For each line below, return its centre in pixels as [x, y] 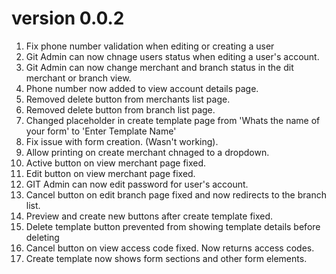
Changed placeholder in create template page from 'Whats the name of [173, 120]
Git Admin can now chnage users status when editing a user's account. [172, 56]
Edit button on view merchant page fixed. [110, 173]
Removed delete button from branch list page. [120, 109]
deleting [42, 237]
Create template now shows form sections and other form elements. [166, 258]
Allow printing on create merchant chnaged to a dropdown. [147, 152]
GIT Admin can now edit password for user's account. [137, 184]
